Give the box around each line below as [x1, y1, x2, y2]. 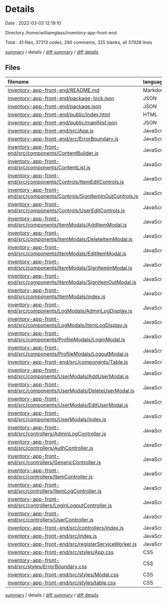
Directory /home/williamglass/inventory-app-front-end [5, 29, 117, 35]
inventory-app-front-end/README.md [7, 86, 100, 93]
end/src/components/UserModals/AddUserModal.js [7, 373, 129, 380]
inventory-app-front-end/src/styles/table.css [7, 579, 116, 586]
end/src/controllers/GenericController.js [7, 459, 101, 466]
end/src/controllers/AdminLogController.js [7, 430, 106, 437]
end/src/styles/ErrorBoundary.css [7, 563, 87, 570]
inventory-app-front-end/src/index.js [7, 532, 97, 539]
